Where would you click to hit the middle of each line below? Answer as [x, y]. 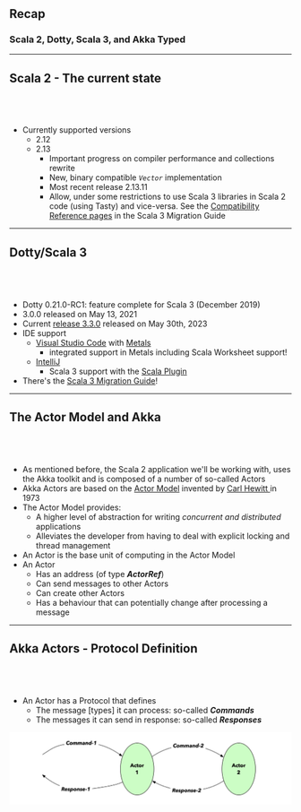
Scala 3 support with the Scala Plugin [118, 371]
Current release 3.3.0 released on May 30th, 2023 [115, 324]
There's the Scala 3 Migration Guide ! [90, 380]
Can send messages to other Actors [102, 583]
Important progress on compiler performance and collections [162, 159]
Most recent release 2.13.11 [98, 187]
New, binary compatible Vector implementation [135, 177]
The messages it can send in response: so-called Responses [149, 720]
